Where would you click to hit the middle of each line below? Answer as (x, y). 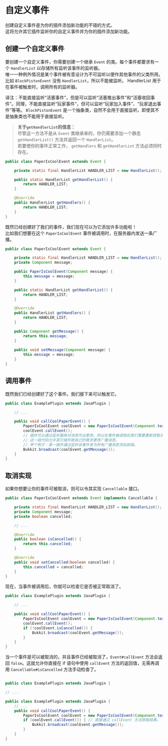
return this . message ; (46, 336)
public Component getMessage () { (49, 331)
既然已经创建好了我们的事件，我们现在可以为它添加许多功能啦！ (71, 227)
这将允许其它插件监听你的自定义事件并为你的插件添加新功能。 (69, 31)
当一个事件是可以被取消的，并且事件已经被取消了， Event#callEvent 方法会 (82, 657)
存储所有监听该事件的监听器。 (71, 68)
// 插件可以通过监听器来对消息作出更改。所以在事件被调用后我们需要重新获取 (91, 436)
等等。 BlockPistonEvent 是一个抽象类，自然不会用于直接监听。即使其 (83, 110)
